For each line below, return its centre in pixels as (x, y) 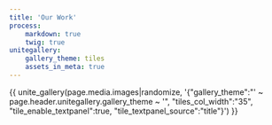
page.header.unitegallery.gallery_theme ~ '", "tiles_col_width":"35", (131, 101)
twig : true (45, 42)
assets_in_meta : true (65, 67)
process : (25, 26)
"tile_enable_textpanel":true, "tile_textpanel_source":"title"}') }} (124, 111)
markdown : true (53, 34)
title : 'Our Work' (43, 17)
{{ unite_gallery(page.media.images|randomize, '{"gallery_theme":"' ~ (136, 92)
